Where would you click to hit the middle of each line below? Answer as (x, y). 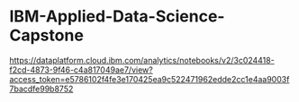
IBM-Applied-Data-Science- (117, 17)
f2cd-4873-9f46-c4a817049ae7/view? (81, 70)
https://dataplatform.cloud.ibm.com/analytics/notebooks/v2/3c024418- (142, 60)
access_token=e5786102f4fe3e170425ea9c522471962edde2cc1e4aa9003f (149, 79)
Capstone (46, 35)
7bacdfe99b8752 (41, 89)
